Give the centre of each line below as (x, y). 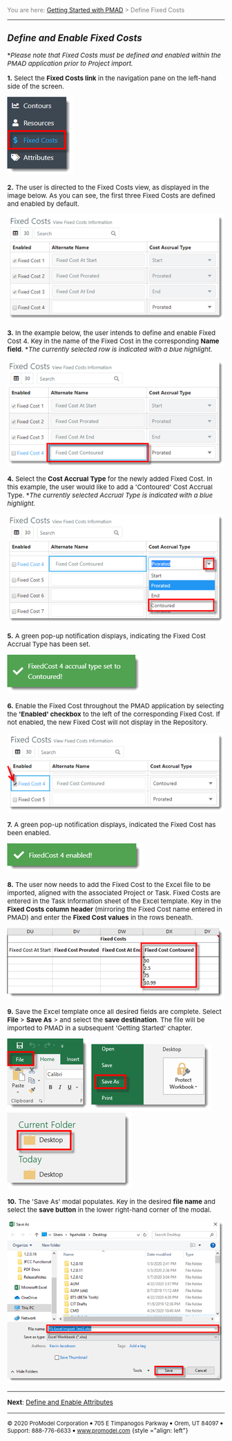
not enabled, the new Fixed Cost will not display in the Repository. (108, 723)
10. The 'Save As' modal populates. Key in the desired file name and (112, 1201)
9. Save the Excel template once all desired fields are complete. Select (115, 1011)
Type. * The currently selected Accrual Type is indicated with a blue (110, 495)
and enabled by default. (43, 203)
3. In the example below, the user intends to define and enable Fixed (112, 333)
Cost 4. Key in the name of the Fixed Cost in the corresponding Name (113, 341)
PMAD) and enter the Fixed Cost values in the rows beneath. (100, 917)
